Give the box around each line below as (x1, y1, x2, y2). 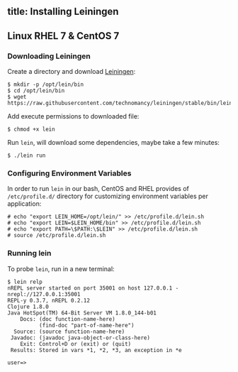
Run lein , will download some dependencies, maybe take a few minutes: (7, 138, 220, 147)
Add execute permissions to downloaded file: (7, 112, 140, 121)
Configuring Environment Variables (7, 168, 132, 178)
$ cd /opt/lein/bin (7, 87, 65, 94)
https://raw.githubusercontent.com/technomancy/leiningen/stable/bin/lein (7, 99, 233, 107)
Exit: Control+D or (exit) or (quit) (20, 340, 132, 347)
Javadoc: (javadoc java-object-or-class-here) (10, 334, 151, 341)
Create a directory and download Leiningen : (7, 67, 136, 76)
